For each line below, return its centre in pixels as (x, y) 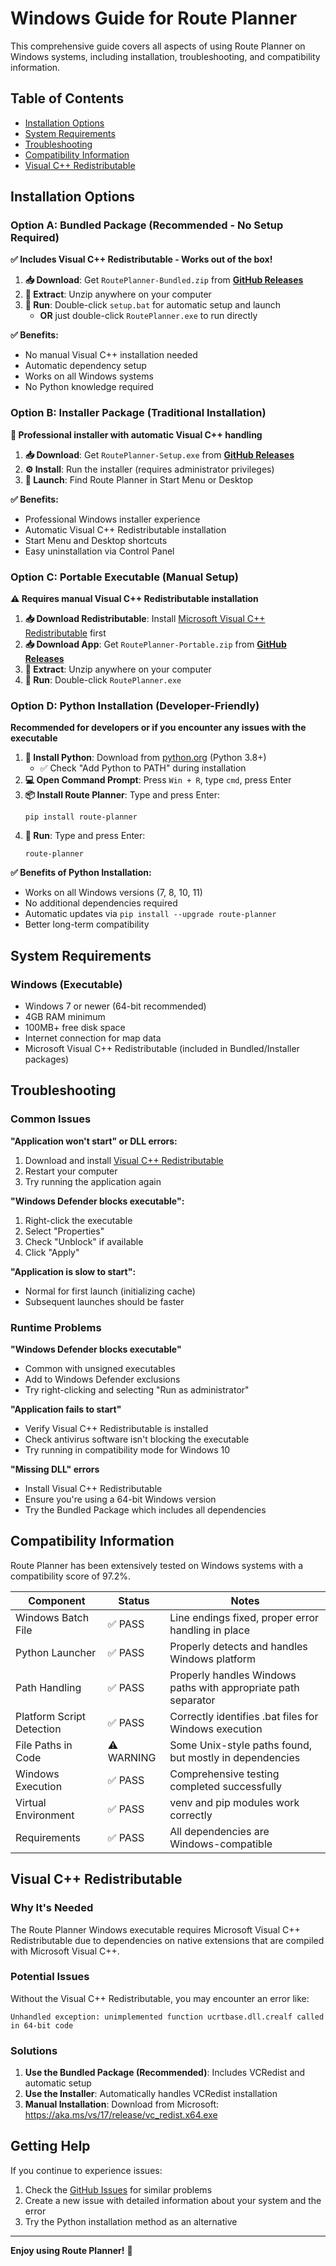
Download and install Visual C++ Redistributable (124, 1160)
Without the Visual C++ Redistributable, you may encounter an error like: (160, 1998)
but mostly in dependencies (235, 1757)
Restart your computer (71, 1171)
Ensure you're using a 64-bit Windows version (120, 1499)
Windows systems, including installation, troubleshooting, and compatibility (165, 56)
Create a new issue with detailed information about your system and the (173, 2200)
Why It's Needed (52, 1908)
